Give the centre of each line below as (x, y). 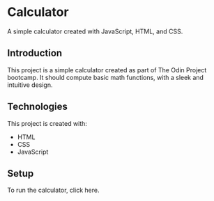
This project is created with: (47, 123)
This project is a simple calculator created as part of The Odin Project (107, 70)
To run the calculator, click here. (53, 190)
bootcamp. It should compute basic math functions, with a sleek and (106, 77)
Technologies (38, 107)
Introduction (35, 53)
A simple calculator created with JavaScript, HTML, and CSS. (95, 31)
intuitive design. (30, 85)
